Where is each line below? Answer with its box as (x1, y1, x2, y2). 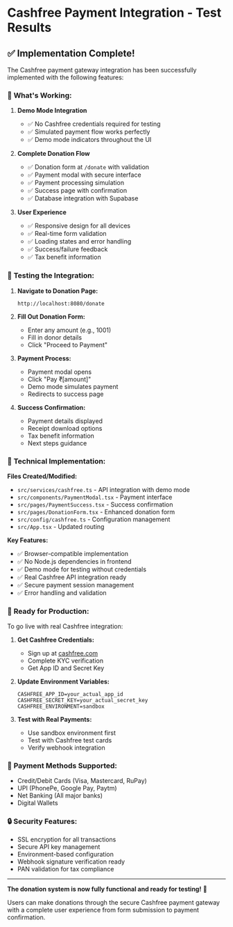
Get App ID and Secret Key (27, 664, 105, 672)
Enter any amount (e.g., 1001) (27, 326, 112, 334)
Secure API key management (17, 842, 101, 850)
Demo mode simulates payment (27, 382, 119, 390)
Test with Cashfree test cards (27, 736, 112, 745)
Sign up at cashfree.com (27, 649, 98, 658)
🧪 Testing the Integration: (7, 271, 95, 280)
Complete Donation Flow (17, 150, 90, 158)
